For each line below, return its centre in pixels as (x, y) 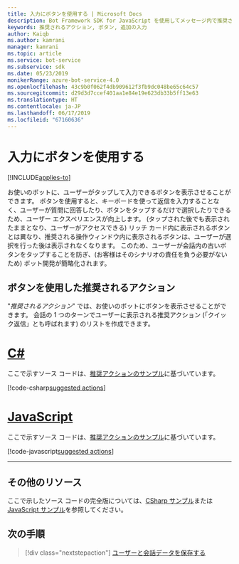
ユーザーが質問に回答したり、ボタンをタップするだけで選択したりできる (125, 210)
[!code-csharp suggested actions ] (57, 388)
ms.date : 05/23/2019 (38, 73)
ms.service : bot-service (44, 60)
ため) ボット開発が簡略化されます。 (59, 263)
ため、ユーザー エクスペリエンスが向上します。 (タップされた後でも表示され (118, 218)
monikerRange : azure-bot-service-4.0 (63, 80)
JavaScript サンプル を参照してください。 (67, 510)
